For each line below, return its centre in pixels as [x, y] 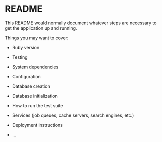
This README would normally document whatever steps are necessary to [81, 23]
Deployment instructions [38, 125]
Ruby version [26, 47]
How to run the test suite [38, 105]
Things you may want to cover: [37, 38]
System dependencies [35, 67]
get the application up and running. [41, 28]
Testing [20, 57]
